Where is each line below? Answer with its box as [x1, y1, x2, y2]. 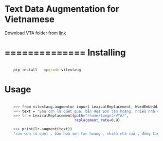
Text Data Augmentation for [4, 3, 120, 15]
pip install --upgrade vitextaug [13, 67, 81, 72]
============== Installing [4, 47, 126, 58]
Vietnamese [4, 14, 54, 25]
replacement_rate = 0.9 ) [74, 118, 120, 123]
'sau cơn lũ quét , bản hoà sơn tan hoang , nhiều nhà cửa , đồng [13, 131, 151, 136]
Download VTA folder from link [4, 30, 66, 36]
